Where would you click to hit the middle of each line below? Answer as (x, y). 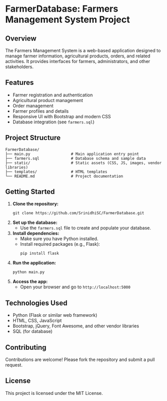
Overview (21, 38)
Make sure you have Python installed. (59, 239)
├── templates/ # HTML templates (56, 172)
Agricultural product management (48, 100)
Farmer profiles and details (41, 111)
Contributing (26, 347)
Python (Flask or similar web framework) (55, 315)
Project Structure (33, 138)
